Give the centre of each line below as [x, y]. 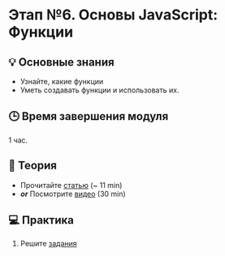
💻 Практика [41, 220]
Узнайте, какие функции [62, 81]
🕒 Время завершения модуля [89, 116]
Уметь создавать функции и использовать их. [100, 90]
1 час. [18, 140]
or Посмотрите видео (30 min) [73, 194]
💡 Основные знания [62, 62]
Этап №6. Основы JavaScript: [113, 15]
